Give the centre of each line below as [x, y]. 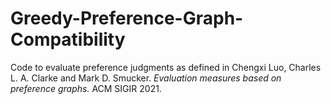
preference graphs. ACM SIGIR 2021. [86, 88]
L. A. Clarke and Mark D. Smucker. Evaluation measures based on [146, 78]
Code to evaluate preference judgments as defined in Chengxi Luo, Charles [166, 67]
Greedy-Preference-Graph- [127, 18]
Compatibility [68, 39]
